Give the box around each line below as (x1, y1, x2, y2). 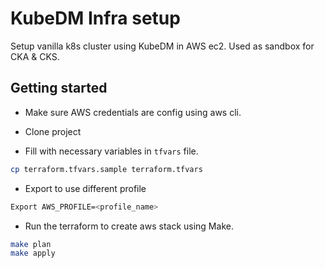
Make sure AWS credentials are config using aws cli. (24, 106, 242, 118)
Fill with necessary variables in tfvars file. (24, 145, 199, 157)
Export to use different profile (24, 182, 147, 194)
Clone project (24, 125, 82, 137)
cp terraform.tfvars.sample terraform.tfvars (10, 164, 203, 174)
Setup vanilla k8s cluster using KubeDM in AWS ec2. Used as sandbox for (10, 40, 315, 52)
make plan (10, 239, 52, 249)
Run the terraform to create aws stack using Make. (24, 220, 234, 232)
